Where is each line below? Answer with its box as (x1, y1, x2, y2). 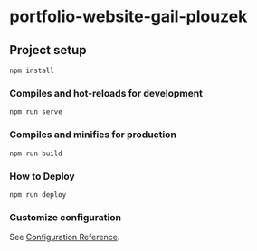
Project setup (9, 42, 88, 58)
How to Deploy (9, 170, 75, 182)
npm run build (9, 149, 63, 158)
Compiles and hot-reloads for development (9, 87, 204, 99)
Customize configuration (9, 210, 122, 223)
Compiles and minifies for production (9, 128, 176, 141)
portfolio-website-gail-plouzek (9, 6, 248, 27)
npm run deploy (9, 190, 67, 200)
